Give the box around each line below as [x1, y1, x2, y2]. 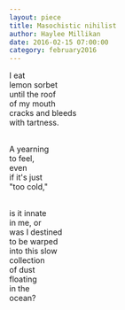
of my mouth [9, 98, 56, 109]
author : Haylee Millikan [9, 29, 101, 38]
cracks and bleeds [9, 108, 77, 119]
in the [9, 283, 30, 294]
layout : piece [9, 12, 62, 22]
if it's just [9, 172, 43, 182]
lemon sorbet [9, 80, 59, 90]
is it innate [9, 208, 47, 219]
